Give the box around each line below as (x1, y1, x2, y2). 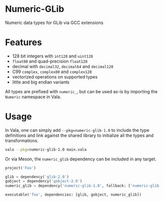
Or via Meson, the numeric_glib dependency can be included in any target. (5, 156, 157, 162)
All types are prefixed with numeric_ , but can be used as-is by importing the (5, 88, 158, 94)
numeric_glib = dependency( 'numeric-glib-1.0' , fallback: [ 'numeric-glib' (5, 183, 162, 188)
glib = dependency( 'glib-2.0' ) (5, 174, 69, 179)
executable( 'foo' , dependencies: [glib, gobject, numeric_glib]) (5, 192, 141, 197)
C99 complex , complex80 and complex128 (12, 69, 92, 75)
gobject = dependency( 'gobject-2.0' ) (5, 179, 82, 184)
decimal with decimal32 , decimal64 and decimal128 (12, 63, 114, 69)
